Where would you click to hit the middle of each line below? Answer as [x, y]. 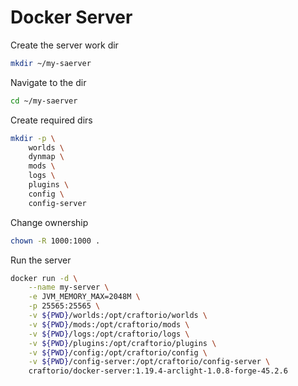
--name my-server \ [69, 287]
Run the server [41, 260]
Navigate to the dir [48, 82]
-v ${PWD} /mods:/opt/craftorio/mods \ [109, 324]
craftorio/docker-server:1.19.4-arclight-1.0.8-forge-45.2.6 [158, 371]
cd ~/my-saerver [44, 101]
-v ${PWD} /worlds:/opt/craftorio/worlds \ [118, 316]
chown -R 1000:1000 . [55, 241]
